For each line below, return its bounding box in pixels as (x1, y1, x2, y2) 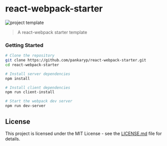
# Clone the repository (5, 53, 55, 58)
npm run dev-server (5, 103, 46, 108)
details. (5, 135, 20, 141)
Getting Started (5, 41, 43, 48)
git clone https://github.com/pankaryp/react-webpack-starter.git (5, 58, 146, 63)
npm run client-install (5, 89, 55, 95)
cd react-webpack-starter (5, 62, 59, 67)
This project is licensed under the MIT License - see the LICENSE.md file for (5, 130, 162, 136)
